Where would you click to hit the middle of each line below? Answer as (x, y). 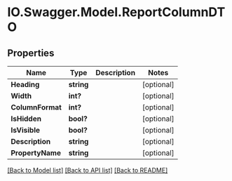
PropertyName (36, 153)
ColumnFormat (36, 107)
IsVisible (26, 130)
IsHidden (26, 119)
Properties (31, 53)
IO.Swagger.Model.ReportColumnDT (116, 12)
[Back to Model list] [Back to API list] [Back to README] (88, 170)
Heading (25, 85)
